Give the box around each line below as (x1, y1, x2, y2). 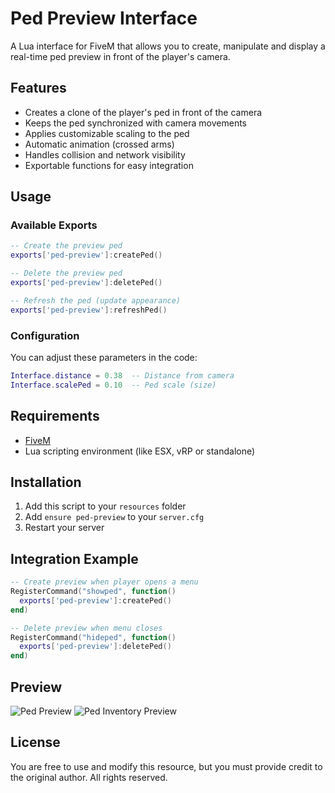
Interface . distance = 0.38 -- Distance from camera (10, 370, 235, 381)
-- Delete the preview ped (10, 268, 123, 279)
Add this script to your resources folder (24, 500, 187, 512)
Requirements (10, 408, 100, 425)
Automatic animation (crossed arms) (24, 138, 175, 150)
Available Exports (10, 218, 98, 232)
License (10, 734, 61, 751)
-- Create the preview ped (10, 241, 123, 251)
